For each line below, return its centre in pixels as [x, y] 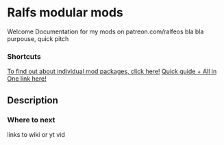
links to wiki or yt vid [36, 134]
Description [33, 100]
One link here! [27, 79]
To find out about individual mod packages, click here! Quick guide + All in [112, 71]
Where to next [31, 120]
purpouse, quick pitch [38, 38]
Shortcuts [24, 56]
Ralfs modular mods [65, 13]
